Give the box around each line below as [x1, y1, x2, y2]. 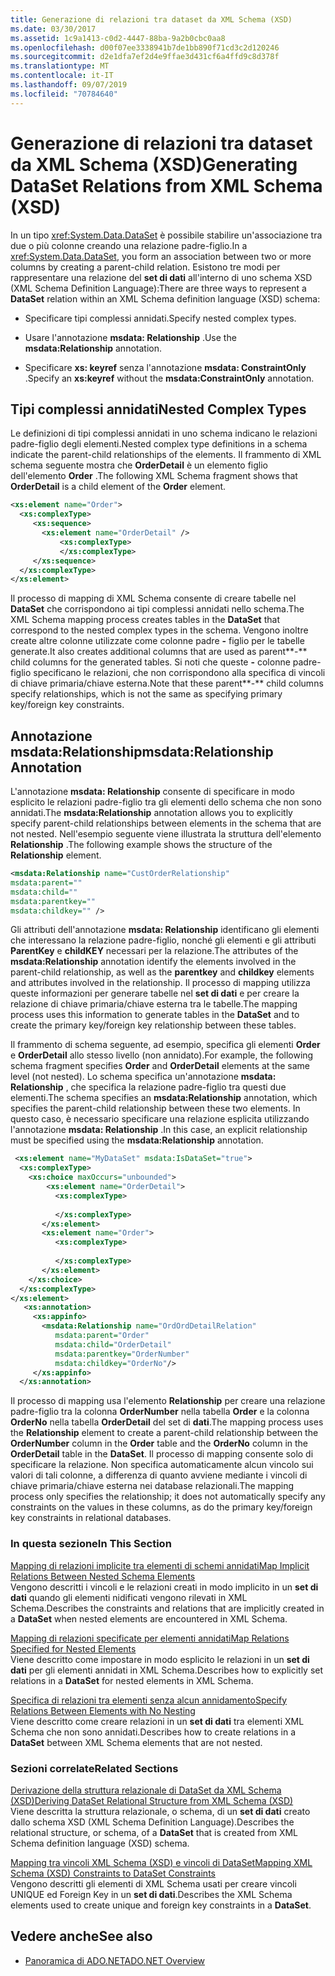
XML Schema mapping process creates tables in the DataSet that [10, 614, 280, 626]
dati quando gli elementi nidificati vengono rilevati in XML [10, 1591, 248, 1603]
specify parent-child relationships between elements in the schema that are [10, 817, 322, 830]
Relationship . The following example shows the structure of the [10, 839, 273, 851]
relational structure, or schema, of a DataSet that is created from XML [10, 1826, 299, 1838]
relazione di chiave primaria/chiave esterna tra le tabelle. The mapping [10, 998, 298, 1010]
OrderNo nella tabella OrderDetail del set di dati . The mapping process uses [10, 1416, 324, 1428]
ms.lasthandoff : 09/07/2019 [10, 80, 128, 90]
